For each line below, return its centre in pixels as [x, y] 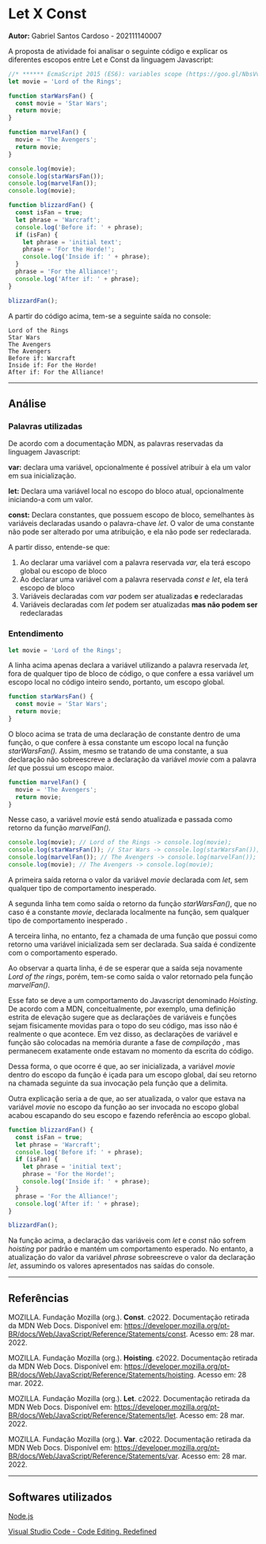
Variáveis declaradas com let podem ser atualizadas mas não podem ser [139, 605]
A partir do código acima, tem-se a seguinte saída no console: [110, 316]
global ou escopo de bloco [63, 571]
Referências [39, 1298]
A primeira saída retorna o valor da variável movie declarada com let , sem [128, 880]
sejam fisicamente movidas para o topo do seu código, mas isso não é [123, 1025]
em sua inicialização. [42, 476]
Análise [27, 403]
